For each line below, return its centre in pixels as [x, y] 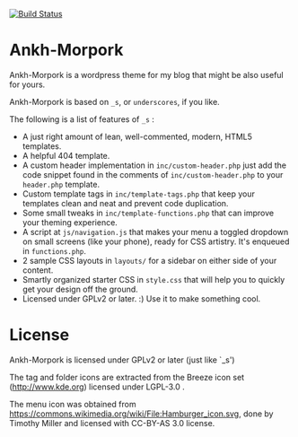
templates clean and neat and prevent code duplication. [125, 203]
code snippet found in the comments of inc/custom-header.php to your [153, 174]
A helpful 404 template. [66, 155]
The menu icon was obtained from [73, 404]
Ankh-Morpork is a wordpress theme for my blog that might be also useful [147, 74]
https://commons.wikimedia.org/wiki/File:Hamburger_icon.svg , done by [141, 414]
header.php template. [61, 184]
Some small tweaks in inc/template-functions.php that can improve [148, 213]
